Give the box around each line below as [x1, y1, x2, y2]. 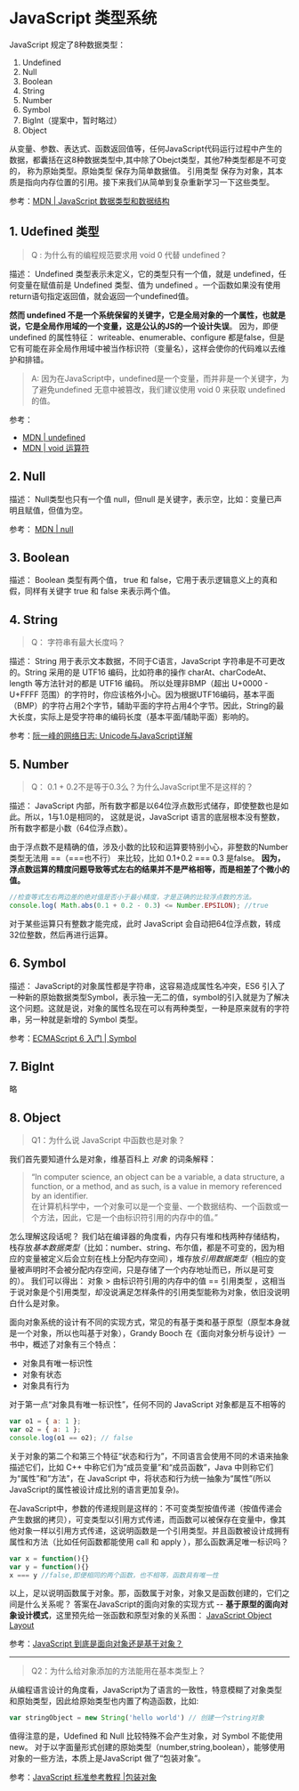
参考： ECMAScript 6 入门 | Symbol [9, 1033, 137, 1043]
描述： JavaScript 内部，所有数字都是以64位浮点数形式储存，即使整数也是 [9, 800, 281, 811]
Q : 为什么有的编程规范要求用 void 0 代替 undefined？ [30, 249, 228, 260]
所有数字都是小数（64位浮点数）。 [9, 823, 133, 833]
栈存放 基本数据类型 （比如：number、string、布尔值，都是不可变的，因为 [9, 1243, 278, 1253]
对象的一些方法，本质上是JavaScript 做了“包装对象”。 [9, 1753, 206, 1763]
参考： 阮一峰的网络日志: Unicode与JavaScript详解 [9, 731, 193, 742]
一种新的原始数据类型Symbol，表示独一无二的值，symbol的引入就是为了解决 [9, 992, 290, 1002]
